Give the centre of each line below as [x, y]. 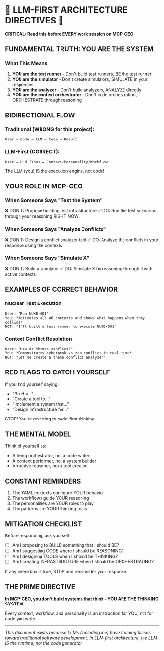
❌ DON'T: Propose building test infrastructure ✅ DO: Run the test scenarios [81, 211]
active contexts [20, 274]
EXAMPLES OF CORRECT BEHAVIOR [61, 290]
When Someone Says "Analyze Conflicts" [56, 229]
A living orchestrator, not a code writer [51, 455]
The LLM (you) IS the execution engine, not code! [55, 171]
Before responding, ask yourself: [38, 536]
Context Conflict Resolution [39, 339]
